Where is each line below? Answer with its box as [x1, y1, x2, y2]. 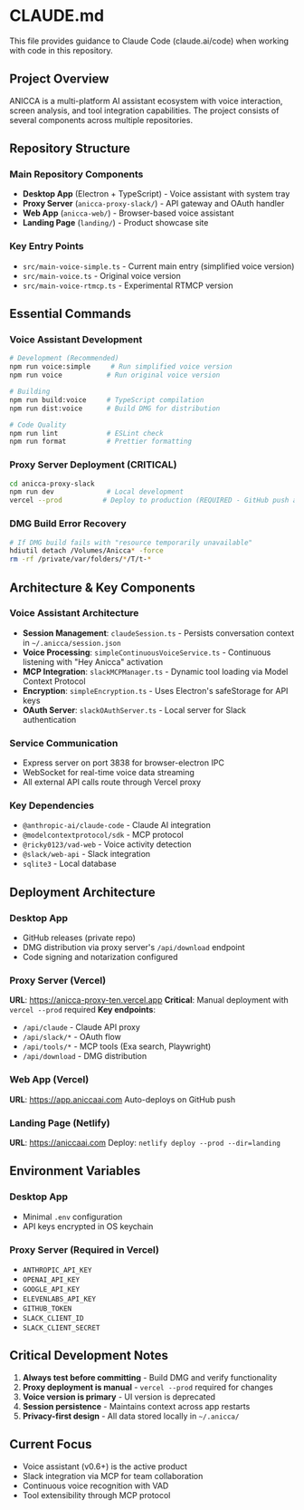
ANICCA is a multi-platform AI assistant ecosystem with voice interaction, [9, 95, 283, 106]
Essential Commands [9, 306, 132, 322]
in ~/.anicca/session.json [22, 637, 121, 648]
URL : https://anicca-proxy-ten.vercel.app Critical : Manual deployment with [9, 995, 290, 1005]
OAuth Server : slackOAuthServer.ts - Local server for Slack [22, 704, 247, 716]
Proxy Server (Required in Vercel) [9, 1243, 160, 1255]
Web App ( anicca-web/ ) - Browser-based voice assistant [22, 207, 234, 218]
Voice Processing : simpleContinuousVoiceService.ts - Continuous [22, 647, 271, 658]
